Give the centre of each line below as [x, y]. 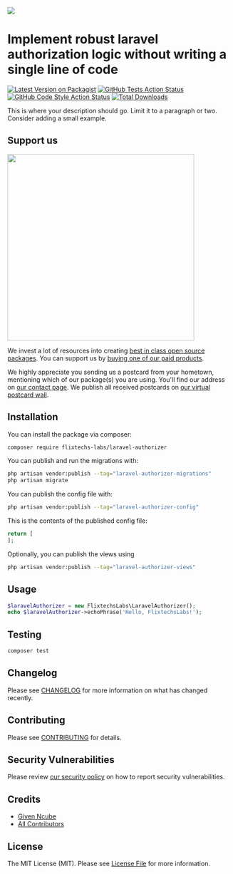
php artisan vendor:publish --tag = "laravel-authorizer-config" [103, 507]
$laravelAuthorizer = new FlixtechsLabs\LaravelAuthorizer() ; [102, 605]
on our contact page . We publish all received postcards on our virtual [109, 387]
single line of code [63, 69]
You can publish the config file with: [60, 494]
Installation [33, 417]
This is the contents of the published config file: [77, 521]
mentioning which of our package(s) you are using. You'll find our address [116, 379]
